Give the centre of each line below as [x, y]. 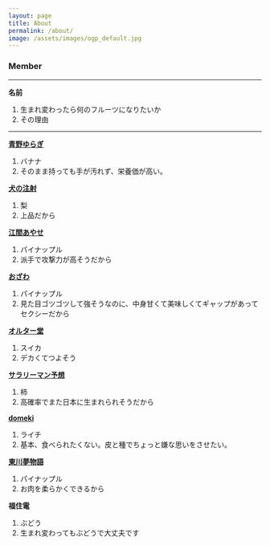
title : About [30, 23]
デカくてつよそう [48, 357]
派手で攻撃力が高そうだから [66, 259]
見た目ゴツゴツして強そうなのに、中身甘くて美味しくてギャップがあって [139, 303]
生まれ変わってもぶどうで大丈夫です [80, 533]
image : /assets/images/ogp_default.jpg [75, 38]
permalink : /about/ [41, 31]
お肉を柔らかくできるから [62, 488]
